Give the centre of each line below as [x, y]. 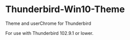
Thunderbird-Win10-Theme [65, 9]
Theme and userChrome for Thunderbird [48, 23]
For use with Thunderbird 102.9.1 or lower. [49, 33]
